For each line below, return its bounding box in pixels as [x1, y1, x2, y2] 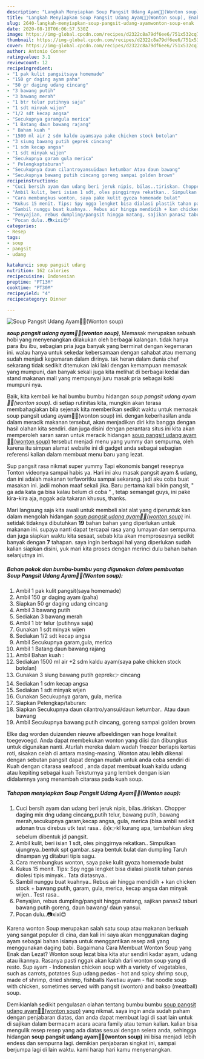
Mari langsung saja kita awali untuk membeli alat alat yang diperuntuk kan [7, 507, 191, 514]
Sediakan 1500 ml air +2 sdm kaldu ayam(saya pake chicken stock [15, 658, 182, 666]
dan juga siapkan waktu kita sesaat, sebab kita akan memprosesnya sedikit [7, 532, 194, 540]
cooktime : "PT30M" [7, 284, 53, 291]
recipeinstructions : [7, 178, 59, 184]
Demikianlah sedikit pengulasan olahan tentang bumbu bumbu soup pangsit [7, 1001, 196, 1008]
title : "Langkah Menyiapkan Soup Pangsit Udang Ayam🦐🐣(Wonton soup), [7, 15, 186, 21]
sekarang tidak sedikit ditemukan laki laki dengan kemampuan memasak [7, 362, 187, 369]
